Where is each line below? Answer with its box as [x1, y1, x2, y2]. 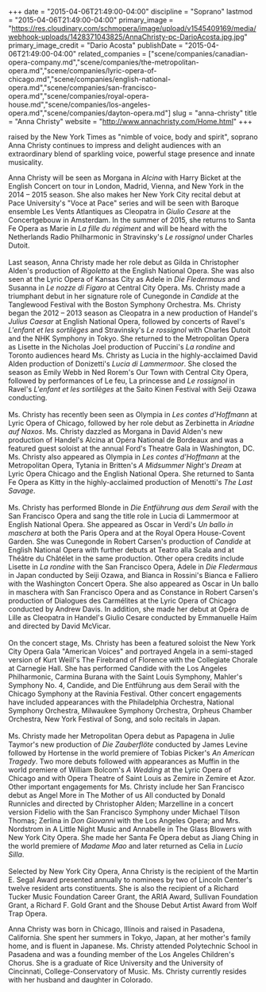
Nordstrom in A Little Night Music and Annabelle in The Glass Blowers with [8, 824, 253, 834]
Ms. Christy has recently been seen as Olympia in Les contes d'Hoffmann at [8, 410, 258, 419]
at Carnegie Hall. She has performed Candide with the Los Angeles [8, 664, 228, 673]
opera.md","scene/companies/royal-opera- [8, 92, 149, 100]
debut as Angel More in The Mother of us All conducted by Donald [8, 791, 226, 799]
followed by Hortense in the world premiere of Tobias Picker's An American [8, 748, 256, 757]
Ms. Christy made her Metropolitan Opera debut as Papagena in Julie [8, 732, 235, 740]
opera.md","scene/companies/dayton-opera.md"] [8, 108, 172, 118]
